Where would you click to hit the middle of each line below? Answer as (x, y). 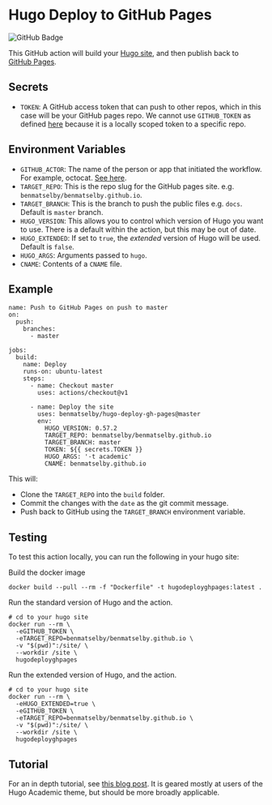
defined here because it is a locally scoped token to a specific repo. (133, 124)
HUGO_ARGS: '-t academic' (88, 457)
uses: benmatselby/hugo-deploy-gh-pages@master (119, 414)
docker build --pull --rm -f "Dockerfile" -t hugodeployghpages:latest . (136, 588)
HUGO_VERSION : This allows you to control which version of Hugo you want (142, 221)
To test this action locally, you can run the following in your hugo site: (124, 557)
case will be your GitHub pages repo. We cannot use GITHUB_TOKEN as (135, 115)
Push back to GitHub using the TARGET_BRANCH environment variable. (132, 512)
